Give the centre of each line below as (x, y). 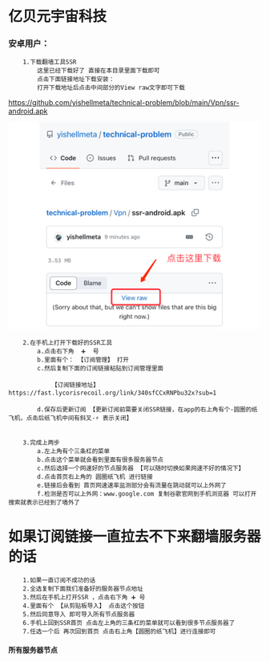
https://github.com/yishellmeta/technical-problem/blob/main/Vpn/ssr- (124, 103)
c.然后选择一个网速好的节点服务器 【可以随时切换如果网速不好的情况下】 (141, 468)
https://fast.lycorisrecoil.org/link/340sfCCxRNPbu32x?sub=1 (113, 393)
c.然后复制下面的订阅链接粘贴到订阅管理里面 (101, 368)
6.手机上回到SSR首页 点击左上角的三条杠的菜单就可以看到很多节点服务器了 (129, 623)
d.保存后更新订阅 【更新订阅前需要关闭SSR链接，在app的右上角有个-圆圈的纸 (147, 409)
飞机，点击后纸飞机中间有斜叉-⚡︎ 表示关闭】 (71, 418)
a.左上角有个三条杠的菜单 (74, 451)
